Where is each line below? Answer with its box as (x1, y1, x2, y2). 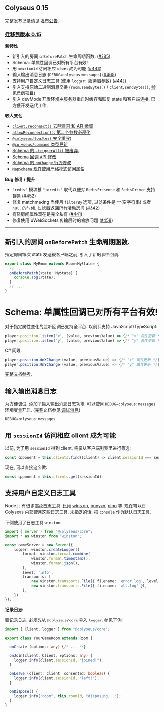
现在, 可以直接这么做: (5, 464, 48, 470)
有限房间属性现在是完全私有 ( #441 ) (12, 211, 82, 217)
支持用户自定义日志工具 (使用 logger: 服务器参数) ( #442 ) (12, 78, 127, 84)
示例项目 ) (16, 90, 36, 96)
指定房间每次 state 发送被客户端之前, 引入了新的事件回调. (5, 252, 120, 257)
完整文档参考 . (5, 371, 33, 377)
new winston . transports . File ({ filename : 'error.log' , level (31, 579, 159, 584)
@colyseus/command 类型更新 (12, 141, 68, 147)
